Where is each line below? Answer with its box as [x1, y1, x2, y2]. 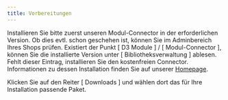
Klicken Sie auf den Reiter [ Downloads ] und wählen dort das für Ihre [7, 78, 203, 86]
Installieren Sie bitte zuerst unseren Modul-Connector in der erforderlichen [7, 29, 218, 37]
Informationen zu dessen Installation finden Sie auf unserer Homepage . [7, 65, 209, 73]
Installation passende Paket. [7, 85, 87, 93]
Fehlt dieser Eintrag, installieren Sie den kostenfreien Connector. [7, 57, 188, 65]
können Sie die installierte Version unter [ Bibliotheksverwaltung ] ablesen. [7, 50, 217, 59]
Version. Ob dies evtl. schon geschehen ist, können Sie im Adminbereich [7, 35, 212, 44]
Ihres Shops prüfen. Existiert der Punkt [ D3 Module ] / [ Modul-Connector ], [7, 43, 222, 51]
